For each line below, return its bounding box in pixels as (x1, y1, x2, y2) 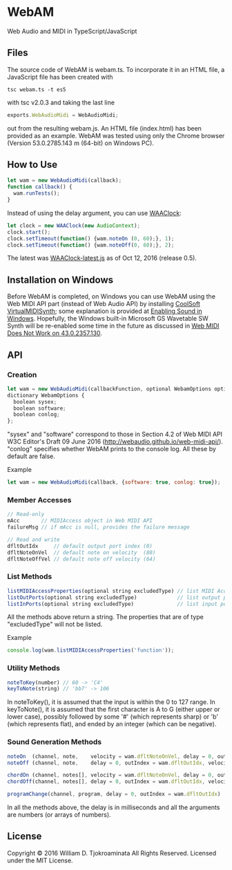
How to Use (7, 159, 58, 171)
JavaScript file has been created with (7, 73, 113, 81)
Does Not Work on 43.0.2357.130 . (7, 329, 102, 337)
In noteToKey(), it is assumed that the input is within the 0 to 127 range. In (7, 698, 215, 706)
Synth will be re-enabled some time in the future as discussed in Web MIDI (7, 322, 220, 330)
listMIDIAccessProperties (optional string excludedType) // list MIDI (7, 587, 215, 594)
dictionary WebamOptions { (7, 392, 85, 399)
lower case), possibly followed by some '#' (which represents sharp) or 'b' (7, 712, 219, 721)
